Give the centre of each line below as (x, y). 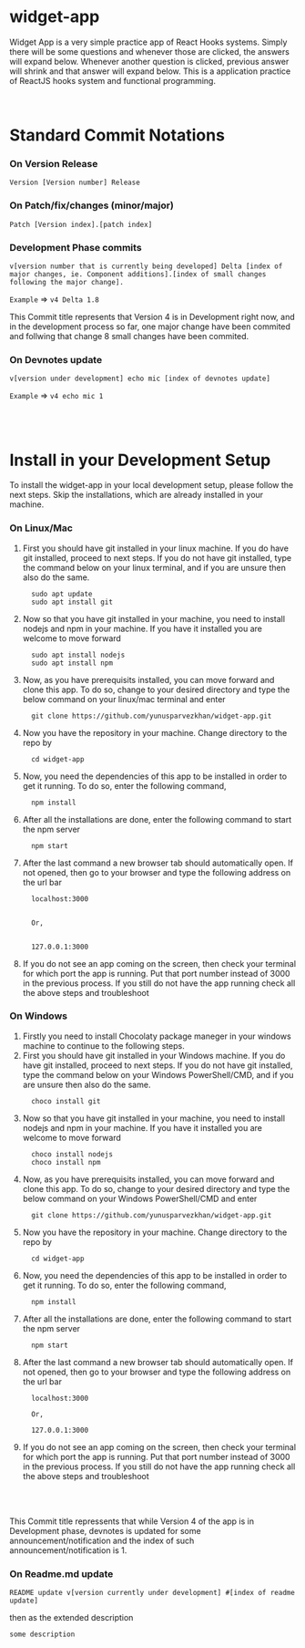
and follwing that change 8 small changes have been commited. (129, 337)
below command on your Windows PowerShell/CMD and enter (140, 1198)
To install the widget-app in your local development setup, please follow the (152, 485)
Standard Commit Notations (117, 135)
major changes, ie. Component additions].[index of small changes (138, 275)
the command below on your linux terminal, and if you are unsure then (154, 567)
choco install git (66, 1101)
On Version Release (54, 164)
